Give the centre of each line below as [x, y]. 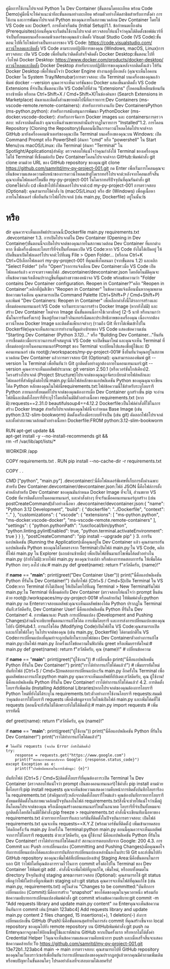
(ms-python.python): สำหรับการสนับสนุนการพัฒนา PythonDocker [68, 111]
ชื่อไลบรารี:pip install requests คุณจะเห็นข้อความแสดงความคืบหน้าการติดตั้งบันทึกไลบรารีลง [85, 789]
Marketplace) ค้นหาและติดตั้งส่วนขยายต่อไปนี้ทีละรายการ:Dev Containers [72, 100]
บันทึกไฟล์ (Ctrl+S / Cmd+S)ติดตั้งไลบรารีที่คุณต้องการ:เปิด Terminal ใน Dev [75, 778]
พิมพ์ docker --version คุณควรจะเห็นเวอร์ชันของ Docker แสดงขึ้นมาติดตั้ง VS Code [81, 82]
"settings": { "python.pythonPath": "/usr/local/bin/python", [67, 525]
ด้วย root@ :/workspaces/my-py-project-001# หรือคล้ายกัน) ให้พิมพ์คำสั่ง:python [82, 597]
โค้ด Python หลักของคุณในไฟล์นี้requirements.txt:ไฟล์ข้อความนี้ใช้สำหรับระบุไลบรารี [80, 386]
